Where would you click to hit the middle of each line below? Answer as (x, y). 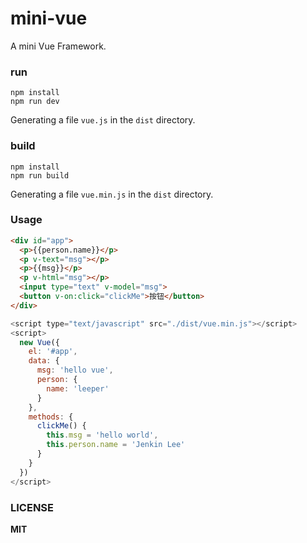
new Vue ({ (39, 342)
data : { (44, 361)
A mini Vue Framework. (58, 46)
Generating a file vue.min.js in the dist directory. (112, 194)
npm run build (40, 175)
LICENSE (32, 507)
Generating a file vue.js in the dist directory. (103, 120)
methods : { (51, 417)
